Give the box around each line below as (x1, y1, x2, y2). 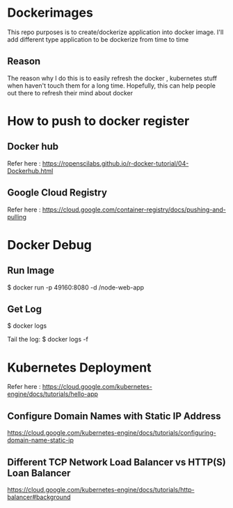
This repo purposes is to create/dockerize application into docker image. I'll (7, 28, 224, 36)
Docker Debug (7, 237, 92, 253)
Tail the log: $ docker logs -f (7, 335, 88, 344)
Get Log (7, 303, 42, 315)
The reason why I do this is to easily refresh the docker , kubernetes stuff (7, 74, 218, 82)
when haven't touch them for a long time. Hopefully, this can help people (7, 81, 216, 90)
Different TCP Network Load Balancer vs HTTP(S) (7, 456, 226, 468)
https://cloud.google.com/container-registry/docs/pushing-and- (42, 205, 226, 214)
